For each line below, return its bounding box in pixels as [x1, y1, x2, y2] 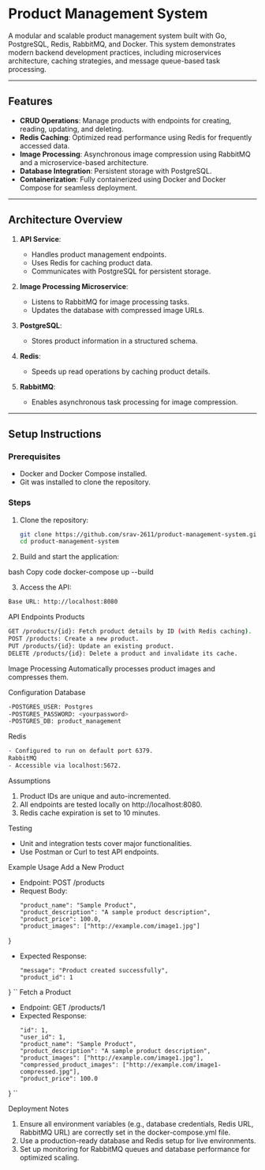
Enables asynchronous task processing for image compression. [31, 397, 238, 407]
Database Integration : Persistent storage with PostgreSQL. [19, 166, 212, 175]
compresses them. [8, 672, 69, 682]
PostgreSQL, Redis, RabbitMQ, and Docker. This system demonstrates [8, 39, 236, 48]
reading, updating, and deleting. [19, 124, 124, 134]
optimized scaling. [19, 1153, 80, 1162]
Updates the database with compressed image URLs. [31, 305, 205, 314]
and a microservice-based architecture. [19, 157, 149, 167]
